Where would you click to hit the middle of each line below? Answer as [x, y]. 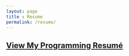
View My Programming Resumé [64, 45]
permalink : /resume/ [31, 22]
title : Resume [25, 17]
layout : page [22, 11]
